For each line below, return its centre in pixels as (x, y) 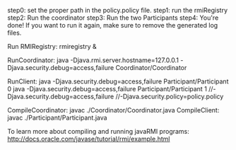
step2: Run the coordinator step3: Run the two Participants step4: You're (113, 18)
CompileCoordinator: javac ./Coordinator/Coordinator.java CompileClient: (113, 110)
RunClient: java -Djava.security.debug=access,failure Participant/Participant (118, 81)
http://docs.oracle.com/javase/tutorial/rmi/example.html (89, 139)
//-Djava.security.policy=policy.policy (170, 96)
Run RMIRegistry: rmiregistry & (52, 46)
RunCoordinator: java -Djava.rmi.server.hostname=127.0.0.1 (93, 60)
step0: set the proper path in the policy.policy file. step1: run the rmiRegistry (118, 10)
